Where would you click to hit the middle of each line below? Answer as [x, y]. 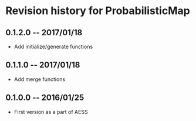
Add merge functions [40, 79]
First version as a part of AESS [51, 112]
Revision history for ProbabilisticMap [98, 11]
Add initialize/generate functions [53, 46]
